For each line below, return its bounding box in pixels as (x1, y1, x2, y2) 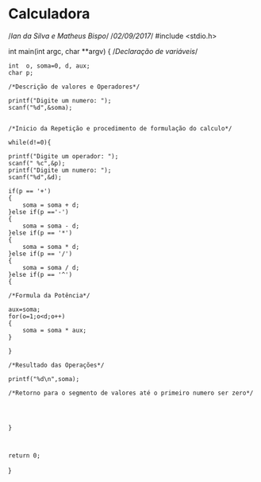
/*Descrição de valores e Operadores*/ (8, 83, 140, 91)
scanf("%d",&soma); (8, 103, 73, 111)
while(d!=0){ (8, 138, 52, 146)
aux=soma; (8, 305, 41, 313)
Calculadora (8, 5, 90, 23)
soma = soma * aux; (22, 326, 87, 334)
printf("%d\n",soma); (8, 375, 80, 383)
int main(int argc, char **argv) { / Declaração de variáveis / (8, 46, 198, 56)
